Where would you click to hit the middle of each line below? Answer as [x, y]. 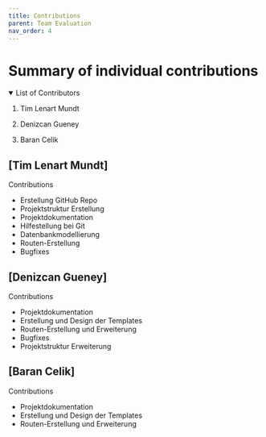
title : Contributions [45, 16]
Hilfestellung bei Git [53, 226]
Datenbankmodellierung [60, 235]
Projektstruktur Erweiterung [65, 346]
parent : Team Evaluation [50, 23]
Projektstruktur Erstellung [62, 209]
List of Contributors [48, 93]
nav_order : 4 [30, 31]
